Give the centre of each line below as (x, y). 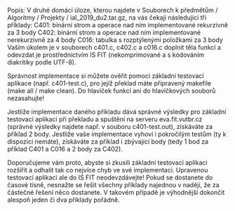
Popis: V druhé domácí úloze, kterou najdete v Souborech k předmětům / (113, 10)
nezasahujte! (26, 98)
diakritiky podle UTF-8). (42, 62)
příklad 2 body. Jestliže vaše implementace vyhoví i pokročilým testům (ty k (117, 134)
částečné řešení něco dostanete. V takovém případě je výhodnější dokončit (116, 192)
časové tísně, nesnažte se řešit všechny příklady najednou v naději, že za (113, 185)
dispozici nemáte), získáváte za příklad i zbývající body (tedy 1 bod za (108, 142)
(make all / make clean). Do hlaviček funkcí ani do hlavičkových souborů (112, 91)
